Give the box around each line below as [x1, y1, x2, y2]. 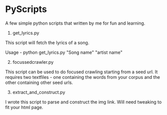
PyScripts [5, 4, 47, 15]
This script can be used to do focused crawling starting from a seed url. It [5, 69, 158, 75]
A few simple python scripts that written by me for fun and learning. [5, 20, 145, 26]
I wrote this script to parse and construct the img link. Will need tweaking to [5, 99, 162, 105]
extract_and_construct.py [12, 89, 65, 95]
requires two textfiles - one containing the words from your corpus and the [5, 74, 160, 80]
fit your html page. [5, 104, 44, 110]
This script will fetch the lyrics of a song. [5, 39, 90, 46]
